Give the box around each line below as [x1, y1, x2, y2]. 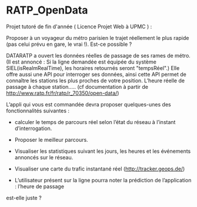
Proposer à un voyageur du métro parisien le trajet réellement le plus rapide [6, 34, 189, 41]
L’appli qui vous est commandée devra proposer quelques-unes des [6, 101, 172, 108]
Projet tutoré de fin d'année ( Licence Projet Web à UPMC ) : [6, 23, 152, 30]
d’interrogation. [14, 125, 52, 132]
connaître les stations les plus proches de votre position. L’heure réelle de [6, 77, 185, 84]
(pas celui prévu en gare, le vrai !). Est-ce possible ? [6, 41, 132, 48]
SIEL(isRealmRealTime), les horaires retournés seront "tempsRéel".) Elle [6, 64, 180, 71]
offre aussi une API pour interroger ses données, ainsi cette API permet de [6, 71, 186, 78]
